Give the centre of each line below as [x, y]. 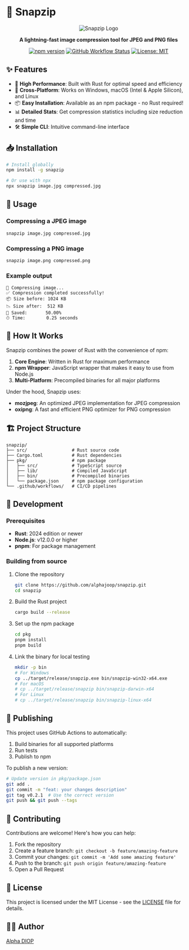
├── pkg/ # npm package [56, 460]
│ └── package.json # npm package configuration [75, 481]
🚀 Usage [21, 204]
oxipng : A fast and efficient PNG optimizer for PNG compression [92, 409]
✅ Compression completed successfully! [55, 293]
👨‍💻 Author [25, 927]
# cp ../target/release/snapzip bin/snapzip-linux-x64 [83, 700]
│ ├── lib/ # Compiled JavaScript [67, 471]
